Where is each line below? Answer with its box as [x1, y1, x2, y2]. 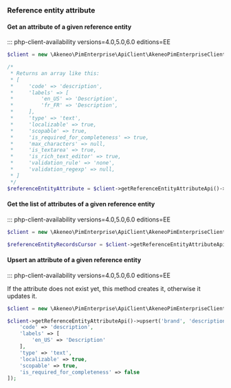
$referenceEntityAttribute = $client [7, 185, 115, 192]
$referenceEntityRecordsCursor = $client [7, 241, 128, 248]
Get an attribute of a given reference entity [7, 23, 132, 31]
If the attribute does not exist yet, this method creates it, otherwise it [7, 284, 201, 292]
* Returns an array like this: [10, 69, 100, 77]
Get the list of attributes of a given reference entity [7, 200, 155, 208]
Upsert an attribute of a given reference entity [7, 256, 142, 264]
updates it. [7, 292, 38, 300]
